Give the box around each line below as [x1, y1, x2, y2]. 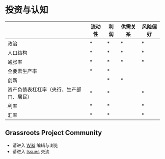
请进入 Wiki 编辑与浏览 [12, 142, 58, 148]
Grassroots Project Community [5, 129, 102, 137]
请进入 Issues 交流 [12, 148, 50, 154]
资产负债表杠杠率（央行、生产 [7, 86, 77, 93]
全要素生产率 [7, 68, 38, 74]
